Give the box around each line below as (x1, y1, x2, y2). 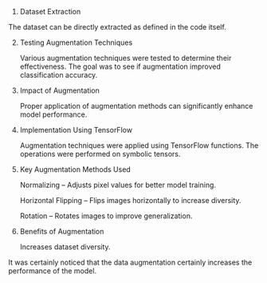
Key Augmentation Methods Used (19, 165, 132, 174)
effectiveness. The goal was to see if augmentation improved (19, 62, 221, 71)
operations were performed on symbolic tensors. (19, 149, 181, 158)
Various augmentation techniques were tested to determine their (19, 54, 232, 62)
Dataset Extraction (19, 7, 81, 16)
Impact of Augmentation (19, 86, 100, 95)
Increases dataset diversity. (19, 242, 111, 251)
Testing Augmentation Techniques (19, 38, 133, 47)
